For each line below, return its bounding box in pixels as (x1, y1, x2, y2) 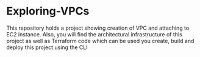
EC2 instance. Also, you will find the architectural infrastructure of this (6, 30, 183, 38)
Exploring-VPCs (6, 4, 90, 18)
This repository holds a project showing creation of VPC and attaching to (6, 24, 190, 32)
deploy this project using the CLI (6, 44, 88, 51)
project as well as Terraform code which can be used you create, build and (6, 37, 195, 44)
